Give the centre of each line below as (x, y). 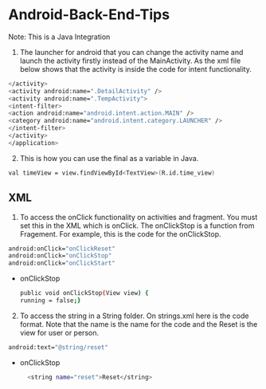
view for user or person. (59, 332)
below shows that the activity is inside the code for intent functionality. (136, 69)
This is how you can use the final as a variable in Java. (109, 158)
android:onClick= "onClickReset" (62, 249)
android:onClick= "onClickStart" (62, 263)
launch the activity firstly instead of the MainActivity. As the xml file (130, 61)
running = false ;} (50, 301)
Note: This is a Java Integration (59, 37)
